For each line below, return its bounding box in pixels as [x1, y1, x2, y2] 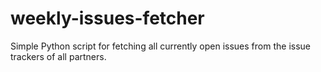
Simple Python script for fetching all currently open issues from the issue [10, 40, 311, 52]
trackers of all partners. [10, 50, 107, 62]
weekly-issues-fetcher [10, 7, 205, 30]
